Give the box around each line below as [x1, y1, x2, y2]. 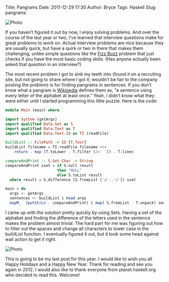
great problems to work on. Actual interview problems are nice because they [5, 40, 164, 46]
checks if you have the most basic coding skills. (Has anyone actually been [5, 56, 161, 62]
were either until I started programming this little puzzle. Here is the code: [5, 98, 158, 104]
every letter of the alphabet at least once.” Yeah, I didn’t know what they [5, 93, 155, 98]
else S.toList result [57, 173, 102, 178]
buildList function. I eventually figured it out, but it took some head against [5, 231, 159, 237]
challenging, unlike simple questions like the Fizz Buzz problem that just [5, 50, 154, 57]
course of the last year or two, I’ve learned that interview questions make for [5, 35, 164, 40]
